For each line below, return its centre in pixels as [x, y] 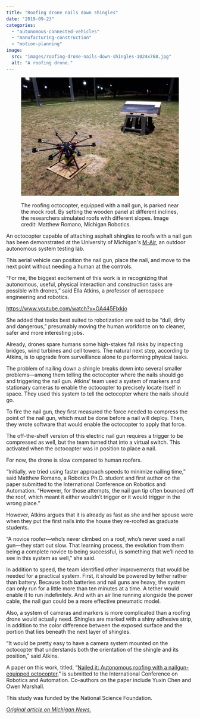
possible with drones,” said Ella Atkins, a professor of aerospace [85, 290]
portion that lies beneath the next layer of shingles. [68, 631]
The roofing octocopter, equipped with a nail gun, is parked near [100, 205]
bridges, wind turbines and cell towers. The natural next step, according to [98, 350]
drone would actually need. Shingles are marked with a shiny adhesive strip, [99, 619]
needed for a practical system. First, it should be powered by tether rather [97, 575]
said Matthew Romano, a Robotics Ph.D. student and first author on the [93, 478]
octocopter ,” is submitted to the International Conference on [104, 674]
